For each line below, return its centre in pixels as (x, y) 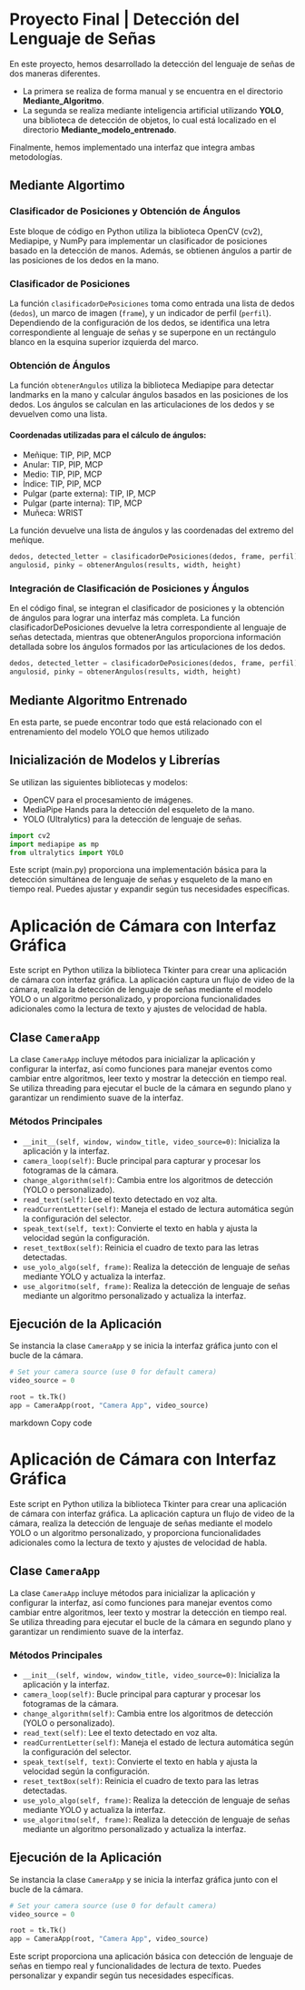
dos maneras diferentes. (55, 74)
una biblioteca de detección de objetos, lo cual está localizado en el (149, 120)
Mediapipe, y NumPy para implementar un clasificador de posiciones (138, 241)
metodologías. (36, 157)
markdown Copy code (51, 1423)
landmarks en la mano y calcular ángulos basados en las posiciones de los (149, 395)
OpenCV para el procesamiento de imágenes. (108, 800)
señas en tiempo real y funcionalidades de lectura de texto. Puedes (135, 1966)
